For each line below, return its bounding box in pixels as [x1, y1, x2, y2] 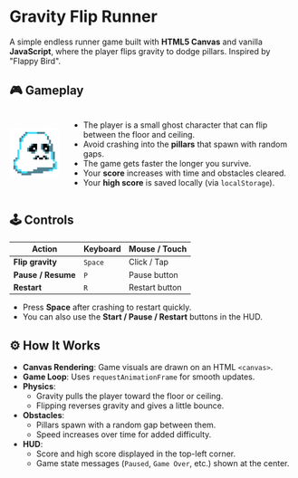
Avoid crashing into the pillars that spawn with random [82, 139, 288, 149]
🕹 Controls [9, 213, 74, 228]
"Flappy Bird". [9, 55, 62, 66]
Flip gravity [13, 256, 57, 268]
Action [31, 244, 58, 254]
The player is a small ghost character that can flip [82, 119, 268, 130]
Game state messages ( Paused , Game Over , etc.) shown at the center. [35, 458, 290, 469]
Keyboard [82, 244, 121, 254]
